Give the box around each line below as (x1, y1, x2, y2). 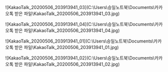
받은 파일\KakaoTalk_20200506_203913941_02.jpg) (14, 61, 120, 67)
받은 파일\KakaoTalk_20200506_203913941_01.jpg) (14, 44, 119, 50)
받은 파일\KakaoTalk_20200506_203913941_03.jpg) (14, 10, 120, 16)
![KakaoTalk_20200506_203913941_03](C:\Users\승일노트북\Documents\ (5, 4, 155, 10)
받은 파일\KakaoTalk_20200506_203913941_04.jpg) (14, 27, 120, 33)
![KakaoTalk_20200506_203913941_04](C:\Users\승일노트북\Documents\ (5, 21, 155, 27)
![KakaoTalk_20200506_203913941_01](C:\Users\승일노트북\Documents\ (5, 38, 154, 44)
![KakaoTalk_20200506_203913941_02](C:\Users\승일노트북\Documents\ (5, 55, 155, 61)
